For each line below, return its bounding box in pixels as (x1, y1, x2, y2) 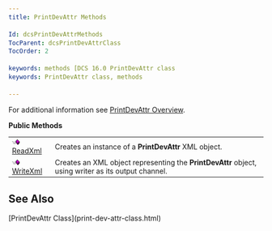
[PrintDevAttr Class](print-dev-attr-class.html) (8, 213, 162, 223)
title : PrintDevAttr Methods (8, 13, 107, 21)
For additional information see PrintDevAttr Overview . (8, 105, 186, 114)
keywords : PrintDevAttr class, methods (8, 73, 143, 81)
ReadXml (11, 146, 42, 156)
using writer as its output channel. (54, 166, 168, 176)
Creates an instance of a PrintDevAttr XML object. (54, 142, 223, 152)
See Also (8, 191, 54, 206)
